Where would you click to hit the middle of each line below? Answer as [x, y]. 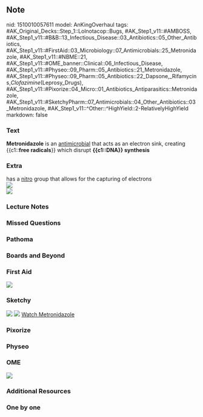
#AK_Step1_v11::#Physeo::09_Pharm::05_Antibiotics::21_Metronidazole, [94, 70]
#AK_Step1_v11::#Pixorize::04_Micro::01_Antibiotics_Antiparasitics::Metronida [102, 89]
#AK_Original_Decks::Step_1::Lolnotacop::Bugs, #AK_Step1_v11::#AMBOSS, [99, 31]
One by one [24, 407]
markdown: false [27, 115]
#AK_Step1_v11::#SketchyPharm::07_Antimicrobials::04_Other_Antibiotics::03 [101, 102]
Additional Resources [38, 391]
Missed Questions [34, 223]
